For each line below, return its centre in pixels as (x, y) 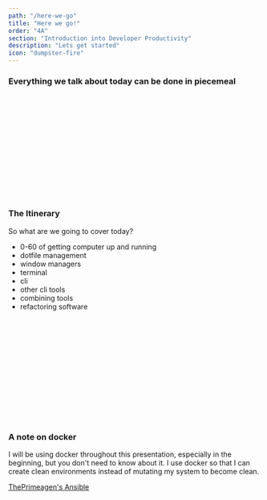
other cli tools (42, 289)
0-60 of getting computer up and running (88, 247)
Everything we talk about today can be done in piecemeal (122, 81)
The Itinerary (34, 214)
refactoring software (54, 306)
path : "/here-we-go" (43, 16)
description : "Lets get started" (64, 46)
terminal (34, 272)
